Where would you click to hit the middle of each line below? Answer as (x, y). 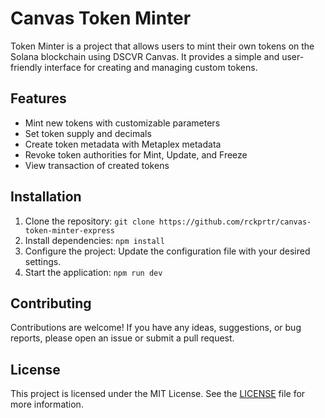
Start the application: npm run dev (93, 272)
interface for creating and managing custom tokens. (151, 67)
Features (38, 98)
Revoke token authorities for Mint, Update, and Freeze (136, 154)
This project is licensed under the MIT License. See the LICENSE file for (158, 394)
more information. (47, 404)
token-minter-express (69, 230)
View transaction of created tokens (97, 165)
